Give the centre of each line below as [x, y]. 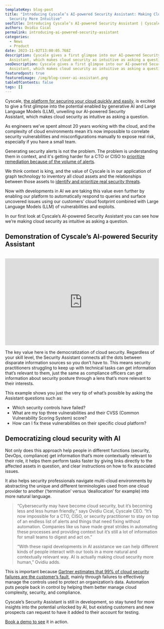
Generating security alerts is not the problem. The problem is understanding [82, 151]
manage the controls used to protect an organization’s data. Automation [77, 582]
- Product [19, 46]
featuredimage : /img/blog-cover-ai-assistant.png [57, 78]
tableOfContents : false [29, 82]
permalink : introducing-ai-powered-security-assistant [62, 32]
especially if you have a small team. [41, 141]
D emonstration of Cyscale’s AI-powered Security [82, 236]
